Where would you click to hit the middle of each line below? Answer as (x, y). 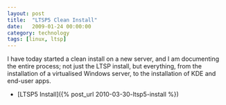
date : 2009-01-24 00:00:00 (49, 26)
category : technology (38, 33)
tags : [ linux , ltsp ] (37, 39)
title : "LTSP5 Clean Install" (52, 20)
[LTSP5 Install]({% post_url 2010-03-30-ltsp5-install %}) (98, 95)
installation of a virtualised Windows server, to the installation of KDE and (112, 74)
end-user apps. (29, 81)
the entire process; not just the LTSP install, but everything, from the (105, 66)
